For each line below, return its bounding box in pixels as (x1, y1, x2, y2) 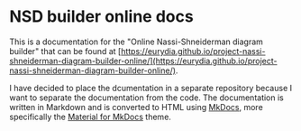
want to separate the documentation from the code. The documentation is (9, 92, 284, 103)
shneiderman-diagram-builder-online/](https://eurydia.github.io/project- (9, 55, 278, 66)
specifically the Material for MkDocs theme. (9, 111, 171, 122)
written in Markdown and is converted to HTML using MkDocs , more (9, 101, 263, 112)
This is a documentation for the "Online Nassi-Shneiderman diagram (9, 36, 264, 47)
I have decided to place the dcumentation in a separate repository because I (9, 82, 293, 93)
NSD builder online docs (9, 6, 194, 27)
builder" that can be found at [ (9, 45, 122, 56)
